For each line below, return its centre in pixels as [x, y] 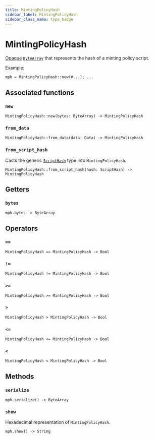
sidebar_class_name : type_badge [39, 19]
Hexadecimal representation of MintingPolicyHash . [58, 422]
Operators [22, 228]
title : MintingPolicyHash [32, 10]
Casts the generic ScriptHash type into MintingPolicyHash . [66, 160]
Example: [15, 68]
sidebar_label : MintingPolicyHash [42, 15]
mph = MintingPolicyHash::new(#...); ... [49, 77]
